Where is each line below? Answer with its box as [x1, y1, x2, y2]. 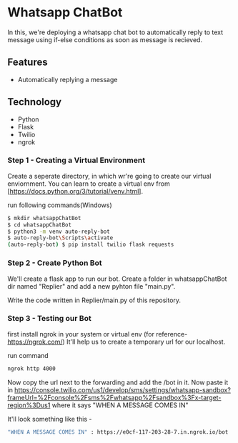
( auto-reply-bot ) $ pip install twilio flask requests [7, 241, 174, 249]
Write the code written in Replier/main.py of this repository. [7, 296, 181, 304]
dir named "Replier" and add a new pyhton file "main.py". [7, 282, 176, 290]
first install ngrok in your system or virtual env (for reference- [7, 329, 188, 338]
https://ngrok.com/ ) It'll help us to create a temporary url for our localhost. [7, 337, 226, 346]
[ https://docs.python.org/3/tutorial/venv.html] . [7, 186, 144, 195]
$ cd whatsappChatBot [7, 221, 72, 229]
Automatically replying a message [17, 75, 118, 84]
